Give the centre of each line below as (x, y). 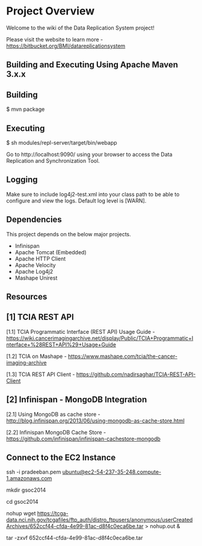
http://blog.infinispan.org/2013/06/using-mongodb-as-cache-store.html (96, 421)
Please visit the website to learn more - (55, 39)
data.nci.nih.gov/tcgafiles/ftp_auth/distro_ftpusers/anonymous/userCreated (99, 520)
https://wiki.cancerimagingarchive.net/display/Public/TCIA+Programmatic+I (100, 338)
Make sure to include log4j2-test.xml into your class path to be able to (93, 194)
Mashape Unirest (36, 278)
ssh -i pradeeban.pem (34, 472)
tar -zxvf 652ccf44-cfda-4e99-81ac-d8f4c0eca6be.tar (75, 538)
